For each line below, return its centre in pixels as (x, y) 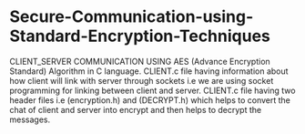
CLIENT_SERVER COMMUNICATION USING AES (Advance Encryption (140, 61)
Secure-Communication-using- (132, 17)
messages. (30, 119)
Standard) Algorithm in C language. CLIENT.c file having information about (149, 71)
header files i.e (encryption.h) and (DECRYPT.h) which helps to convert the (150, 100)
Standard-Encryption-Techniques (140, 36)
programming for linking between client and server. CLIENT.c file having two (152, 90)
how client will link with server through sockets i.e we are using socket (142, 80)
